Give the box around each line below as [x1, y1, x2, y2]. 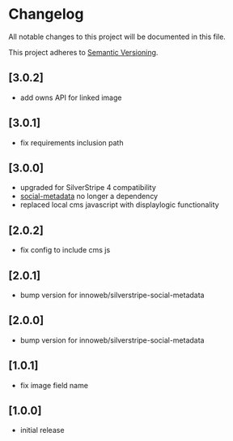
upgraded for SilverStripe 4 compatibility [19, 183, 156, 192]
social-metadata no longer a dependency [19, 192, 159, 201]
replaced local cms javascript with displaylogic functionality [19, 200, 220, 210]
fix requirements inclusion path [19, 137, 124, 147]
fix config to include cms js [19, 245, 111, 255]
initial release [19, 426, 65, 435]
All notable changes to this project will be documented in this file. [8, 32, 227, 41]
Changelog [8, 5, 84, 24]
